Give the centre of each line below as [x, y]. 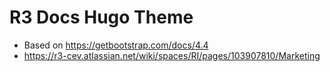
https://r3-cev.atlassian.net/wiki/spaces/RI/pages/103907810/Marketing [172, 55]
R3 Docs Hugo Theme [101, 17]
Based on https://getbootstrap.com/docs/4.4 [116, 45]
